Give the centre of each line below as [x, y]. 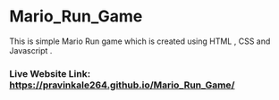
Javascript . [31, 50]
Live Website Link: [50, 73]
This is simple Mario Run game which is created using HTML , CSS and [140, 41]
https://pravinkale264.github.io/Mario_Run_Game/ [122, 85]
